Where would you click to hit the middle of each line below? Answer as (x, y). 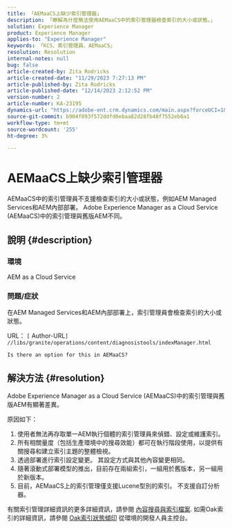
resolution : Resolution (41, 53)
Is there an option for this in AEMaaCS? (68, 355)
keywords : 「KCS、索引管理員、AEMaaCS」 (61, 46)
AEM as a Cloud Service (41, 277)
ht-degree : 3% (28, 136)
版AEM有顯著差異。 (35, 404)
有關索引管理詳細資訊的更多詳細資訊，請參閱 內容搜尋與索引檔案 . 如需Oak (112, 509)
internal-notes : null (38, 59)
